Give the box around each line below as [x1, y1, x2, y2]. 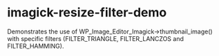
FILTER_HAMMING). [7, 42, 64, 50]
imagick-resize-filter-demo [7, 5, 167, 20]
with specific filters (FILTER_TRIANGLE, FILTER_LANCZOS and [7, 34, 184, 42]
